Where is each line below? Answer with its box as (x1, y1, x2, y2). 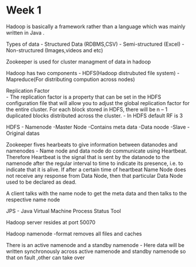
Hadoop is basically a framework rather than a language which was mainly (6, 23, 185, 30)
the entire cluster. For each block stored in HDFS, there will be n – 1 (6, 106, 168, 113)
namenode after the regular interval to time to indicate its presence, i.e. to (6, 160, 183, 167)
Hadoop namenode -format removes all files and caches (6, 230, 142, 237)
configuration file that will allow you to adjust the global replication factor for (6, 99, 190, 106)
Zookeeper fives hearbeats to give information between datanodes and (6, 141, 178, 148)
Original (6, 130, 25, 137)
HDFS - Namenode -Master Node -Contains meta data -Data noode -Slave (6, 123, 186, 130)
